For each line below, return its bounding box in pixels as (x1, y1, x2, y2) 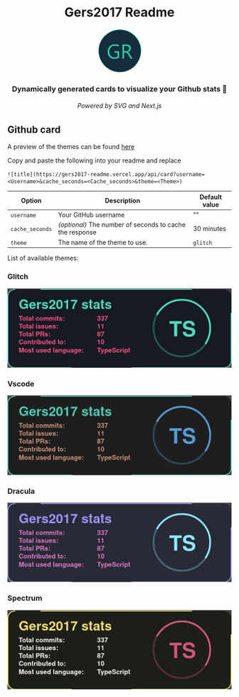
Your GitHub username (58, 211, 125, 220)
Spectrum (7, 593, 43, 603)
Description (105, 197, 141, 205)
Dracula (7, 486, 36, 496)
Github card (7, 124, 61, 136)
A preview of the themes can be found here (7, 143, 135, 151)
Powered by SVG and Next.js (77, 101, 162, 110)
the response (58, 228, 97, 237)
